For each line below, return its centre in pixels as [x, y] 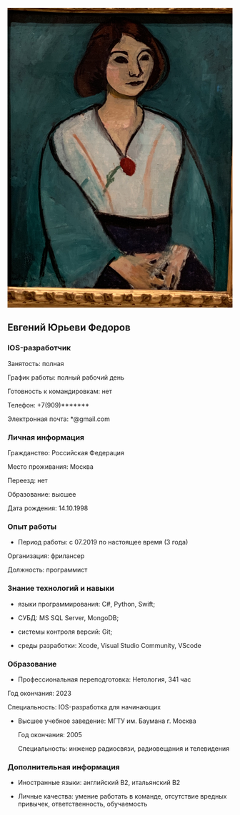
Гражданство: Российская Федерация [66, 452]
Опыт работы [32, 527]
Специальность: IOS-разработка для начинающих [84, 707]
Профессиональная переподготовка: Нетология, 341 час [104, 679]
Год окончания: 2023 [39, 693]
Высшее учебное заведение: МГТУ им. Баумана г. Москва [107, 721]
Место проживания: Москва [51, 466]
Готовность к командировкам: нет [60, 391]
